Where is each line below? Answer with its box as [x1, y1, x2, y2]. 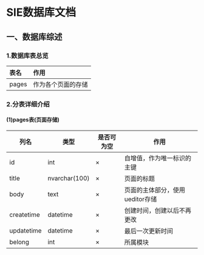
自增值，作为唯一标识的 [124, 154, 191, 162]
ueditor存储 [124, 195, 157, 203]
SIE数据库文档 [6, 5, 76, 19]
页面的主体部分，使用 [124, 186, 185, 194]
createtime [9, 211, 41, 219]
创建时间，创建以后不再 [124, 206, 191, 214]
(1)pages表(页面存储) [6, 116, 59, 123]
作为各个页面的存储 [33, 80, 88, 89]
